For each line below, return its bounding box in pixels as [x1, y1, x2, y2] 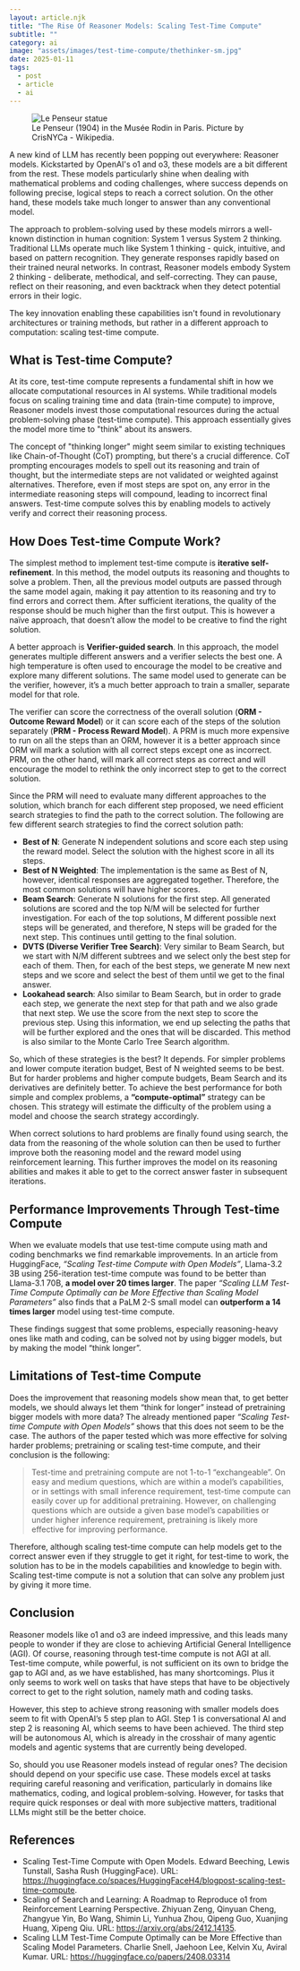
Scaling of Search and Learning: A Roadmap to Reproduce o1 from [21, 1894, 268, 1905]
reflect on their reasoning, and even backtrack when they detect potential [9, 280, 280, 291]
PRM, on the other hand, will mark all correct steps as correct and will [9, 754, 266, 765]
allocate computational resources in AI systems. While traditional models [9, 386, 278, 397]
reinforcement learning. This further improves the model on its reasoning [9, 1157, 278, 1167]
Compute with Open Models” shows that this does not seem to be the [27, 1421, 285, 1432]
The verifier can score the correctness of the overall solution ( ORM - [9, 707, 262, 718]
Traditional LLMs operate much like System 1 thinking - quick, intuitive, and [9, 243, 286, 254]
